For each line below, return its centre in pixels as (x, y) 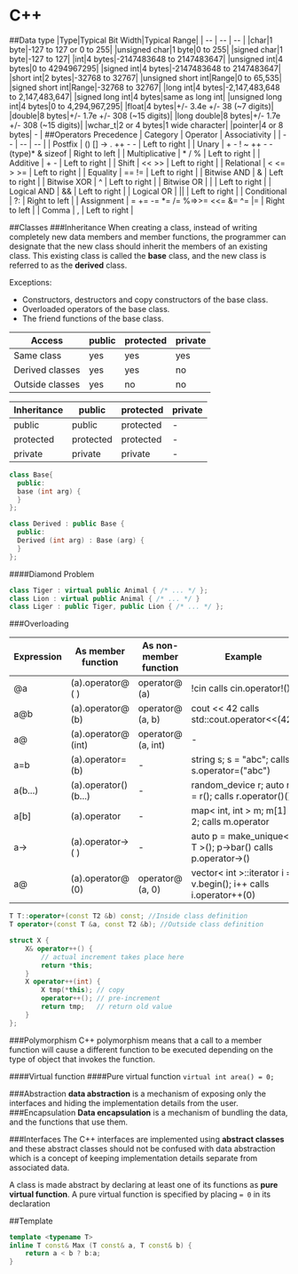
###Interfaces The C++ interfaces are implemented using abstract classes (147, 1139)
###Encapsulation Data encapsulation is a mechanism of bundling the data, (149, 1112)
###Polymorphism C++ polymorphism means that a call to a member (136, 1040)
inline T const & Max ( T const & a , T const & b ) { (101, 1246)
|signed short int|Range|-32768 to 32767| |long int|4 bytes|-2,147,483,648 (145, 87)
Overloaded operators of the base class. (96, 308)
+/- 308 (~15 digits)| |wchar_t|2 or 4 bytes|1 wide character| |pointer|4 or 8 (146, 124)
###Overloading (39, 624)
